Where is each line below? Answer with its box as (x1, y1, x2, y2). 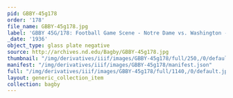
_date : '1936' (7, 36, 49, 43)
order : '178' (7, 17, 45, 23)
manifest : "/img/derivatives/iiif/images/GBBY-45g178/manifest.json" (7, 61, 213, 68)
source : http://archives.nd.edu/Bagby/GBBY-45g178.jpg (7, 49, 169, 56)
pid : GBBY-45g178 (7, 10, 58, 17)
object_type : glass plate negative (7, 42, 110, 49)
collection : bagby (7, 81, 60, 88)
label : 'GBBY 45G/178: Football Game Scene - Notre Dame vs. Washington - (7, 29, 228, 37)
